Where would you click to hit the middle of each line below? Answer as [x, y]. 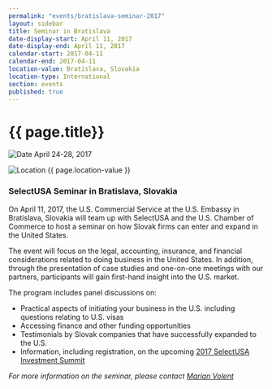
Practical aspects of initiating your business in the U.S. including [127, 308]
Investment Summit [52, 360]
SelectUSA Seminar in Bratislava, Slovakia [93, 191]
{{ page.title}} [57, 132]
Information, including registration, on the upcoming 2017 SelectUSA [135, 352]
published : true [36, 92]
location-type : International [60, 76]
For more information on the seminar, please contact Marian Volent [121, 376]
